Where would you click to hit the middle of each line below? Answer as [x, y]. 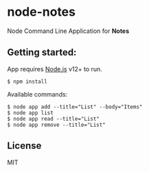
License [24, 146]
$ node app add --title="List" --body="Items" [75, 107]
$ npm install [27, 82]
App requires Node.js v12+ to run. [55, 69]
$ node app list [30, 113]
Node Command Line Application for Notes [68, 31]
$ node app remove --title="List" [57, 125]
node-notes [41, 12]
